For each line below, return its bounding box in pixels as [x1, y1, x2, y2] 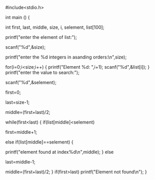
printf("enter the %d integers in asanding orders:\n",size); [5, 54, 127, 60]
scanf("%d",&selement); [5, 79, 56, 85]
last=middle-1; [5, 159, 36, 165]
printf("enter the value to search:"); [5, 69, 80, 75]
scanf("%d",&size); [5, 44, 46, 50]
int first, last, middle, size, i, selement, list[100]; [5, 24, 105, 30]
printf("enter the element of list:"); [5, 34, 77, 40]
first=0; [5, 89, 22, 95]
